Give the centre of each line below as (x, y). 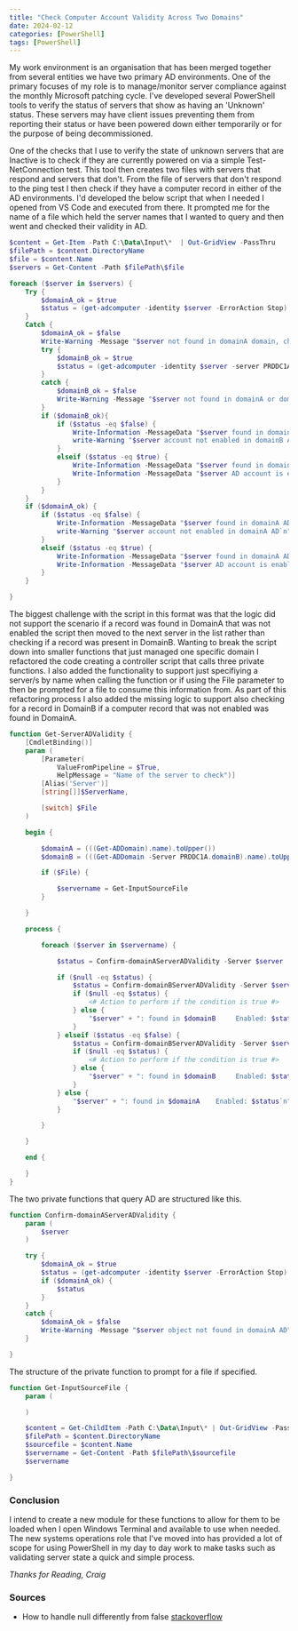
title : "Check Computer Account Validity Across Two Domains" (126, 17)
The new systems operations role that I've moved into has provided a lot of (146, 1538)
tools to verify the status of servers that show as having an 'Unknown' (137, 105)
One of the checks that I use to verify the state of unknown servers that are (146, 151)
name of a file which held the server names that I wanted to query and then (147, 217)
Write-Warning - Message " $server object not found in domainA (158, 1331)
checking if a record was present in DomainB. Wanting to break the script (143, 642)
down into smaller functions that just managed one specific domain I (134, 652)
